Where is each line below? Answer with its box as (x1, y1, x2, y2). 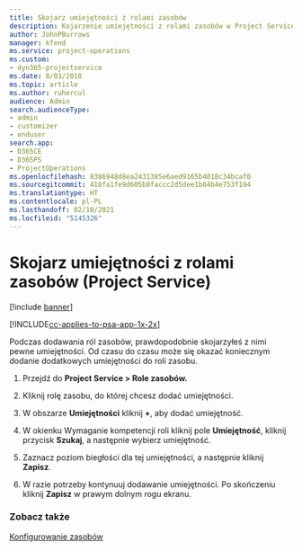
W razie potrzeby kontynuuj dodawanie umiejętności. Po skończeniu (22, 478, 276, 490)
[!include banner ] (9, 301, 74, 312)
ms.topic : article (9, 80, 78, 89)
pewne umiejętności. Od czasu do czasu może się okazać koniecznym (9, 345, 271, 356)
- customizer (9, 122, 58, 131)
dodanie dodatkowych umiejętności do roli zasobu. (9, 355, 198, 366)
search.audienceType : (9, 105, 91, 114)
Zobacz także (9, 511, 70, 523)
